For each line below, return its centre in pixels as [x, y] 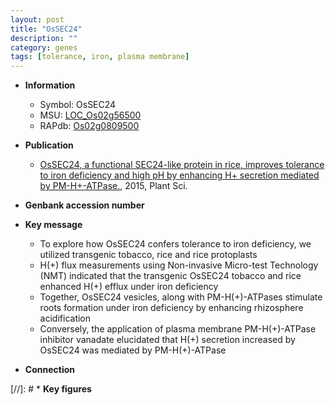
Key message [53, 225]
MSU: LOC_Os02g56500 [90, 115]
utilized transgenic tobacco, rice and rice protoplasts [148, 255]
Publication [49, 145]
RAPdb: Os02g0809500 [89, 126]
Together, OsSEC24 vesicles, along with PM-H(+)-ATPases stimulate [181, 297]
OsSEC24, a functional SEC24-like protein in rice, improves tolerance [182, 165]
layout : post [37, 19]
